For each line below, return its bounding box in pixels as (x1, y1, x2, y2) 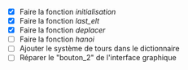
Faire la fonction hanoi (19, 34, 95, 44)
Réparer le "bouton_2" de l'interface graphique (19, 53, 177, 63)
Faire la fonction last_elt (19, 16, 99, 26)
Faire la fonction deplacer (19, 25, 106, 35)
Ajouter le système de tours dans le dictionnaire (19, 44, 180, 54)
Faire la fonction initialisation (19, 7, 116, 16)
